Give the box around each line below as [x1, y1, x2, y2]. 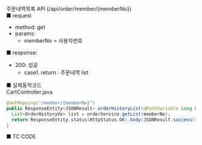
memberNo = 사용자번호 [23, 37, 83, 44]
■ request [6, 12, 32, 19]
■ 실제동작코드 [6, 81, 42, 89]
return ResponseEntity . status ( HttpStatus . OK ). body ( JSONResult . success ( [11, 116, 195, 123]
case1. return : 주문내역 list [23, 69, 89, 76]
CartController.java [6, 89, 53, 95]
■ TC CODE [6, 133, 36, 140]
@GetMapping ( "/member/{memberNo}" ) [6, 100, 96, 106]
